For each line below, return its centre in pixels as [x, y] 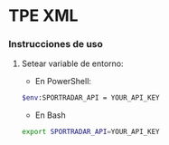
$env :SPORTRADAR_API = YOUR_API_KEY [90, 98]
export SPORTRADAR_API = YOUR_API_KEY [90, 132]
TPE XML [43, 16]
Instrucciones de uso [56, 44]
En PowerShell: [63, 82]
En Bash [50, 115]
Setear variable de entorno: [72, 63]
